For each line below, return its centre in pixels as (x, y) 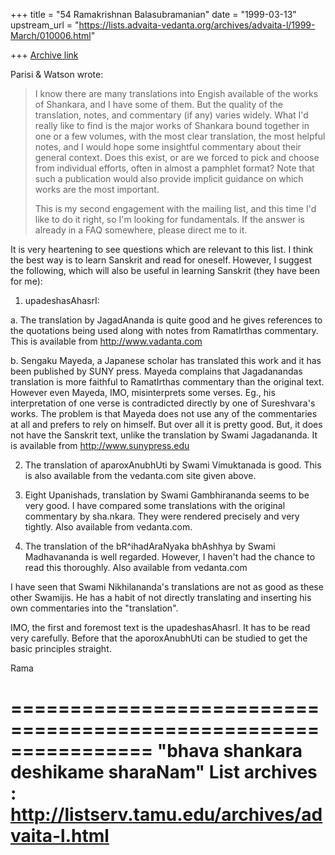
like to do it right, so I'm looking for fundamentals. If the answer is (169, 219)
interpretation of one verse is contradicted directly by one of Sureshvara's (163, 403)
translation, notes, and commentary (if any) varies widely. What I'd (171, 115)
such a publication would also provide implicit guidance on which (169, 178)
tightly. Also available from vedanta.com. (108, 527)
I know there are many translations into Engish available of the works (176, 93)
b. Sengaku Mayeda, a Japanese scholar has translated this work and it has (166, 360)
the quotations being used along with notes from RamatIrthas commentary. (164, 330)
